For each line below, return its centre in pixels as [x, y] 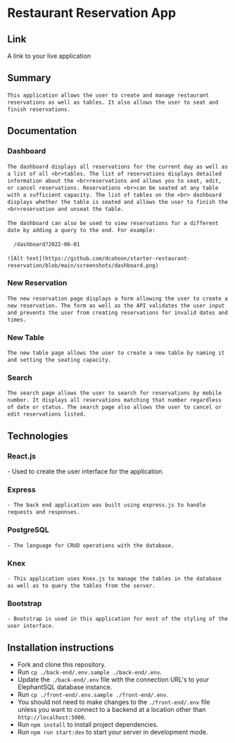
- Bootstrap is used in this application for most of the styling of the [118, 619]
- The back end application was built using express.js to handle [107, 505]
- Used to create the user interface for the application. [85, 471]
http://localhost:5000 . [52, 717]
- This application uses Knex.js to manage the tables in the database [114, 579]
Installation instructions [61, 647]
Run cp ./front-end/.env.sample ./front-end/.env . [93, 695]
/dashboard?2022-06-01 [47, 244]
